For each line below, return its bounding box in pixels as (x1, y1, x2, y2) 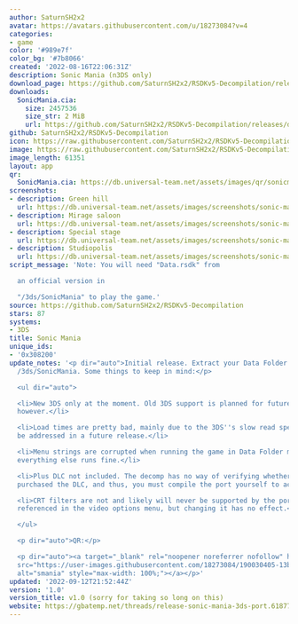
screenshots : (9, 186, 58, 195)
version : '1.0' (9, 585, 66, 595)
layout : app (9, 162, 53, 170)
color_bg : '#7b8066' (9, 54, 86, 63)
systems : (9, 317, 42, 327)
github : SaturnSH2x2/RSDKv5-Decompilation (9, 129, 169, 138)
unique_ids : (9, 343, 53, 351)
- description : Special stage (9, 227, 122, 236)
